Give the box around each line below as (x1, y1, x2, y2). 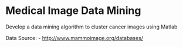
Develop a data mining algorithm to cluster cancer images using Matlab (5, 23, 178, 30)
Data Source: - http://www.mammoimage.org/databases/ (5, 34, 144, 41)
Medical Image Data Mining (5, 4, 141, 17)
